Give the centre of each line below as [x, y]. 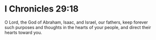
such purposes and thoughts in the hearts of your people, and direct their [78, 27]
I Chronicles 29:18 [42, 9]
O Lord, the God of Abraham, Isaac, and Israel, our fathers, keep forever [76, 22]
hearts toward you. [23, 32]
